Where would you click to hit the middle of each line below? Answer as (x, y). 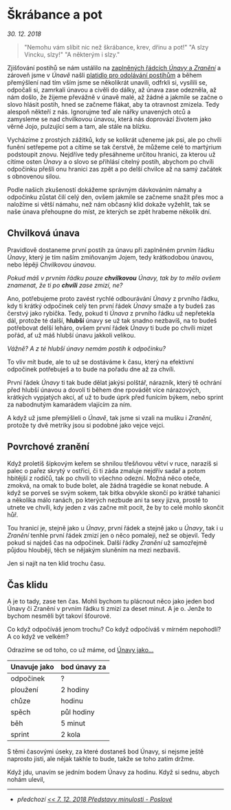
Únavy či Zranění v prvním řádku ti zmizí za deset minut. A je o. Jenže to (110, 609)
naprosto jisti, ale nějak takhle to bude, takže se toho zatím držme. (101, 759)
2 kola (71, 735)
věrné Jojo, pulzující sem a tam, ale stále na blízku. (79, 126)
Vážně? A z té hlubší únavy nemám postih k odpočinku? (87, 349)
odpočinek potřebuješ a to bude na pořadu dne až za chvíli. (91, 369)
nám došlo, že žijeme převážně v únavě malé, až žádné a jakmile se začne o (115, 97)
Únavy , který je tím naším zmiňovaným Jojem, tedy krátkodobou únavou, (110, 257)
